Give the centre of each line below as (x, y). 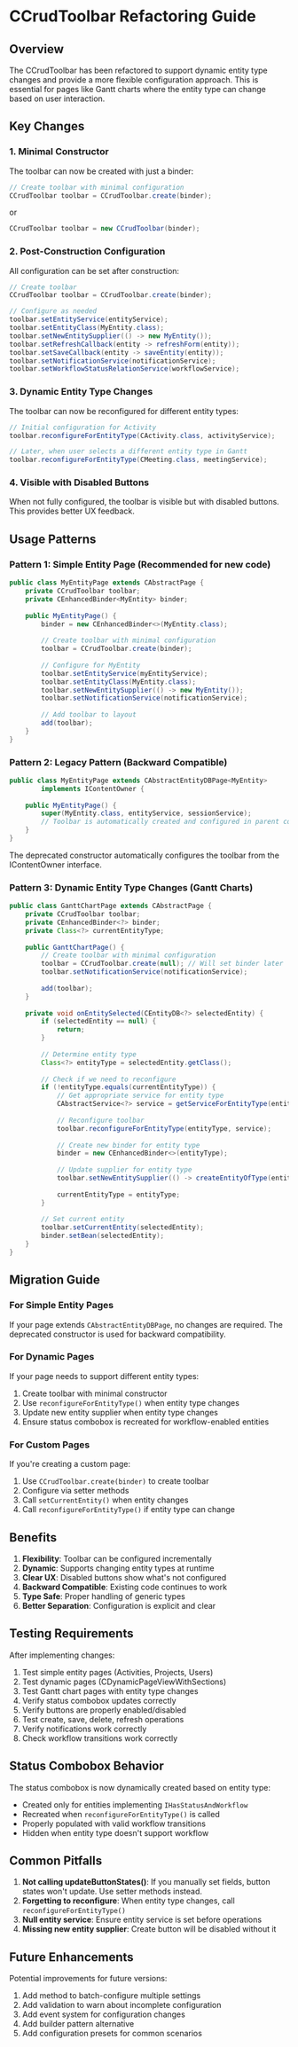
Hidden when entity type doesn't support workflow (115, 1832)
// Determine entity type (89, 1054)
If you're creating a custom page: (70, 1464)
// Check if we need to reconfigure (109, 1079)
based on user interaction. (57, 98)
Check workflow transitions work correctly (100, 1738)
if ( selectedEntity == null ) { (99, 1022)
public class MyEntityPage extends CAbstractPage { (106, 583)
